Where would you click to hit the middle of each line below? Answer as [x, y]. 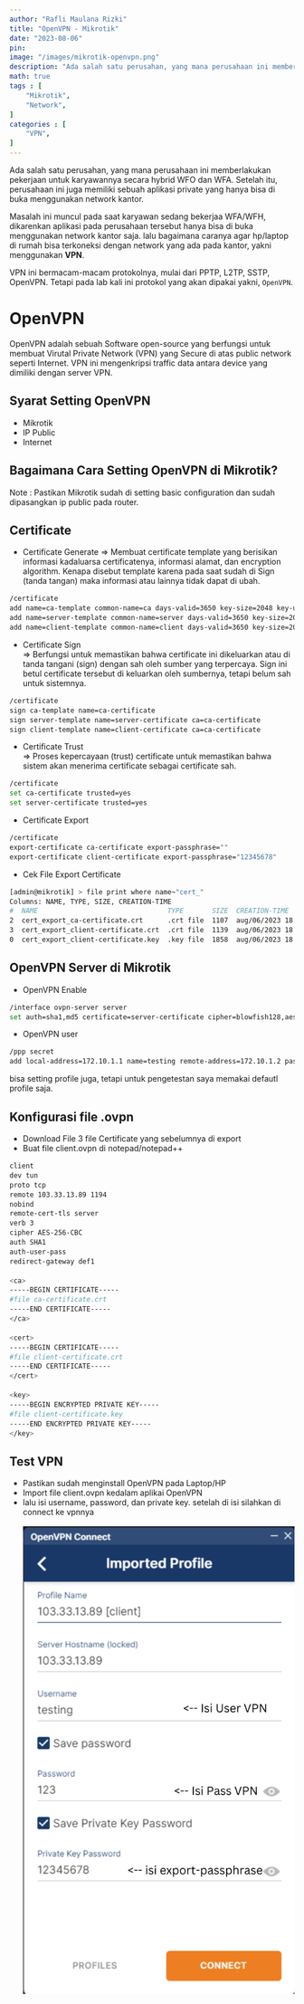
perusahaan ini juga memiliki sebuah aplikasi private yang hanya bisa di [142, 189]
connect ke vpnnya [58, 1513]
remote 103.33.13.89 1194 [58, 1195]
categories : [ [38, 124]
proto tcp [28, 1185]
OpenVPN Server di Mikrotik [90, 968]
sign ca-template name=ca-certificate [82, 711]
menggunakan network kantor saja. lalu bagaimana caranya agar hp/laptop [149, 236]
